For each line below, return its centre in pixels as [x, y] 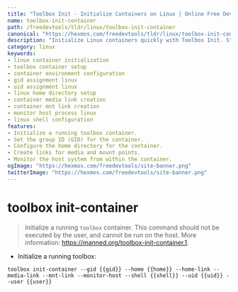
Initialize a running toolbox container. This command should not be [122, 227]
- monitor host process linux [52, 113]
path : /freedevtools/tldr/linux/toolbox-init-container [91, 27]
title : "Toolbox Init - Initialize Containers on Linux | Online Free [114, 14]
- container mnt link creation [53, 107]
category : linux [31, 47]
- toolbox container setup [47, 67]
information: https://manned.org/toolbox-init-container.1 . [107, 242]
